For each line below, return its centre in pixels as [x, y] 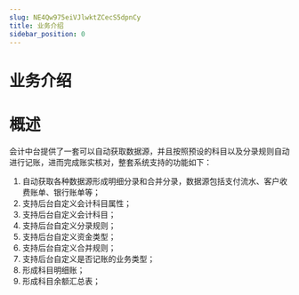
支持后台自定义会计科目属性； [77, 203]
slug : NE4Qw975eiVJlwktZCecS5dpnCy [75, 17]
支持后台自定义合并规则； [69, 247]
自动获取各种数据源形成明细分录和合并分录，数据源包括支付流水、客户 [151, 181]
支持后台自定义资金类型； [69, 236]
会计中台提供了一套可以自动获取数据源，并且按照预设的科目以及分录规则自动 [149, 151]
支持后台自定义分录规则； [69, 225]
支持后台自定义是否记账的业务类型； [89, 259]
